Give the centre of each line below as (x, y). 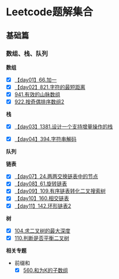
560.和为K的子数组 (46, 270)
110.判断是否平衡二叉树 (42, 238)
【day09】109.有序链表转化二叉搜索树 (60, 191)
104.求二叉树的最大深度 (42, 230)
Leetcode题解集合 (50, 12)
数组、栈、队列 (27, 53)
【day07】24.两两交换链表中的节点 (56, 177)
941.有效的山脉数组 (37, 94)
